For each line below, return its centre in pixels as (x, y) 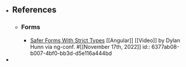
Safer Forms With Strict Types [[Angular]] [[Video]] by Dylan (105, 40)
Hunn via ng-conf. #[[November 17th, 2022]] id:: (90, 46)
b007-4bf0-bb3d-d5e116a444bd (71, 53)
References (34, 10)
